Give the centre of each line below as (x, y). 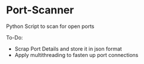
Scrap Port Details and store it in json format (68, 49)
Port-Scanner (40, 10)
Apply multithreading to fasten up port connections (76, 55)
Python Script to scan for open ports (50, 26)
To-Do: (15, 37)
